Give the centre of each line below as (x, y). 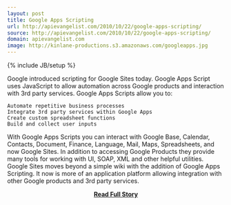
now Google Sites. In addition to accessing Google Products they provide (111, 152)
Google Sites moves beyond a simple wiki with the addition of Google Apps (114, 166)
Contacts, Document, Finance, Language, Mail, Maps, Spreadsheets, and (111, 144)
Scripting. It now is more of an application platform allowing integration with (114, 174)
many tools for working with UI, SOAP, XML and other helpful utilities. (106, 159)
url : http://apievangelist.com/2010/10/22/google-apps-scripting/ (104, 26)
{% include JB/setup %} (41, 65)
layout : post (26, 13)
